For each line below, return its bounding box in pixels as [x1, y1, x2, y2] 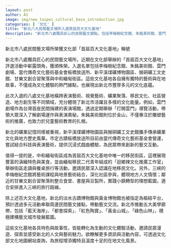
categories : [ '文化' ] [5, 21, 54, 27]
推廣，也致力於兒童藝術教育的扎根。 [14, 118, 90, 124]
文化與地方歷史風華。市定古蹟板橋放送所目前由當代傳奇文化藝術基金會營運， [5, 135, 166, 141]
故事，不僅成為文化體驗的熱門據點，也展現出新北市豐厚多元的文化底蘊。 [5, 82, 157, 88]
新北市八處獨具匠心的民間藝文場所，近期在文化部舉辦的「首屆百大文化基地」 [5, 56, 166, 63]
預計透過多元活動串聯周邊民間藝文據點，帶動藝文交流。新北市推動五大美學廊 [5, 201, 166, 207]
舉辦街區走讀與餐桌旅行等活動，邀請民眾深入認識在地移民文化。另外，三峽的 [5, 165, 166, 171]
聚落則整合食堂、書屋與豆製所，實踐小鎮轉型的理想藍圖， [40, 178, 161, 183]
